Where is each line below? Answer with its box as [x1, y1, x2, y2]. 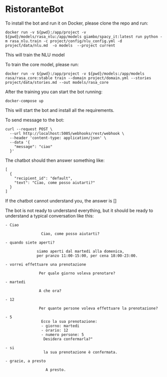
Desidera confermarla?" [43, 336, 93, 341]
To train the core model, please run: [5, 61, 79, 67]
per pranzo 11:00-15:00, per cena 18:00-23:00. [37, 253, 138, 258]
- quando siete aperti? [5, 240, 55, 245]
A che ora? [39, 288, 62, 293]
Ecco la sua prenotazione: [41, 319, 98, 324]
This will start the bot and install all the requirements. [5, 107, 114, 113]
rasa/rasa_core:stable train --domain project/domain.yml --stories [5, 75, 151, 81]
